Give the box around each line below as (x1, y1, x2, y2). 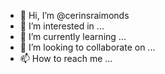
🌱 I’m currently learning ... (19, 31, 127, 42)
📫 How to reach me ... (19, 53, 113, 64)
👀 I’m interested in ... (19, 20, 105, 32)
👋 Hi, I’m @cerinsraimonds (19, 10, 130, 21)
